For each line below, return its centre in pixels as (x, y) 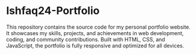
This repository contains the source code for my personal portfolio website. (99, 27)
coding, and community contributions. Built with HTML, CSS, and (86, 39)
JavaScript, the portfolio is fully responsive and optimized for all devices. (95, 46)
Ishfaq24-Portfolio (53, 11)
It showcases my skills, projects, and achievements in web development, (95, 33)
